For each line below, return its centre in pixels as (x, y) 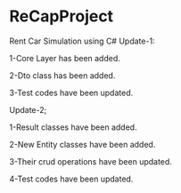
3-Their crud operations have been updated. (90, 161)
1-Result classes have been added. (73, 127)
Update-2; (28, 109)
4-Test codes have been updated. (71, 179)
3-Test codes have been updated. (71, 92)
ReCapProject (62, 16)
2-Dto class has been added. (62, 75)
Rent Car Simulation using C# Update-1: (82, 41)
